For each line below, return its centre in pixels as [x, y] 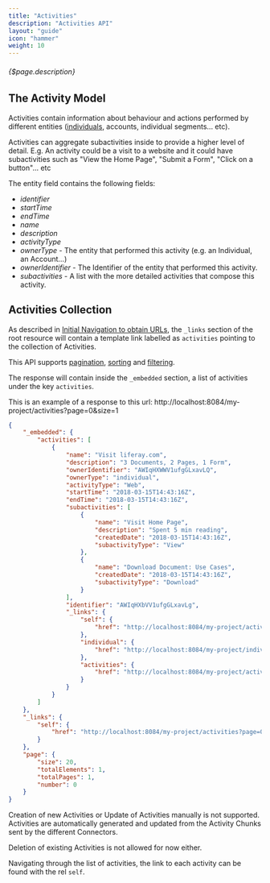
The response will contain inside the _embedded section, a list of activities [128, 377]
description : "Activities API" [61, 23]
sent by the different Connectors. [63, 832]
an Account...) [43, 259]
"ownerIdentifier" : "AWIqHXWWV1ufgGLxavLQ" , [141, 470]
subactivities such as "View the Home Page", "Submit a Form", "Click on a [131, 159]
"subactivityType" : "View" [139, 545]
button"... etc [30, 168]
